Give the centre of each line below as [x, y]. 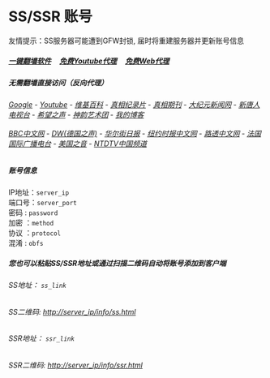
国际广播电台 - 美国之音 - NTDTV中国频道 [78, 144]
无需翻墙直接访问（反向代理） [58, 83]
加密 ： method [31, 223]
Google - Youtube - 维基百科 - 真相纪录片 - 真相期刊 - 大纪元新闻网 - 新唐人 [134, 105]
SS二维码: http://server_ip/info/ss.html [72, 311]
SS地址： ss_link [37, 286]
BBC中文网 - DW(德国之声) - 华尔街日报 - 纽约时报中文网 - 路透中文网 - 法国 [135, 134]
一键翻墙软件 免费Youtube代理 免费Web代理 [89, 61]
